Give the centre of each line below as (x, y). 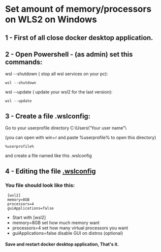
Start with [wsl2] (29, 217)
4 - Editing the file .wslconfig (50, 171)
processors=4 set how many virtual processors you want (70, 228)
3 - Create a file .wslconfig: (48, 116)
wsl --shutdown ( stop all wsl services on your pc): (57, 74)
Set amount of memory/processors (78, 9)
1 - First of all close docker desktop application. (79, 38)
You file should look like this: (40, 185)
